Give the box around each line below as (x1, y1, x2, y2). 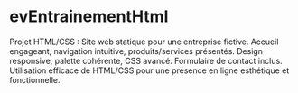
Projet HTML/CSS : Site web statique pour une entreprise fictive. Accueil (9, 36, 279, 47)
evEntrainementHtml (9, 6, 169, 27)
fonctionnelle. (9, 74, 61, 85)
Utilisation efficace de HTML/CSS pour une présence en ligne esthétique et (9, 65, 290, 76)
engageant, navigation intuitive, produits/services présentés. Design (9, 45, 264, 56)
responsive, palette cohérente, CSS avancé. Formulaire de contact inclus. (9, 55, 283, 66)
